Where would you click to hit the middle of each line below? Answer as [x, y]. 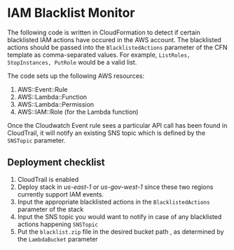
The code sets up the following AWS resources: [76, 76]
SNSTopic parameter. [36, 140]
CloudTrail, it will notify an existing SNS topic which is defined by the [106, 133]
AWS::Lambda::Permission [56, 104]
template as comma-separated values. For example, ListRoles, [99, 55]
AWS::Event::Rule [42, 89]
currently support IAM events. [60, 194]
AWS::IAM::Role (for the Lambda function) [78, 112]
